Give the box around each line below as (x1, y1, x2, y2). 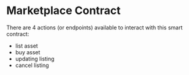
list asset (15, 42, 38, 49)
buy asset (15, 48, 40, 55)
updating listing (15, 55, 55, 62)
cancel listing (15, 62, 49, 69)
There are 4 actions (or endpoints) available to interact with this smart (6, 24, 183, 31)
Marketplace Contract (6, 4, 121, 18)
